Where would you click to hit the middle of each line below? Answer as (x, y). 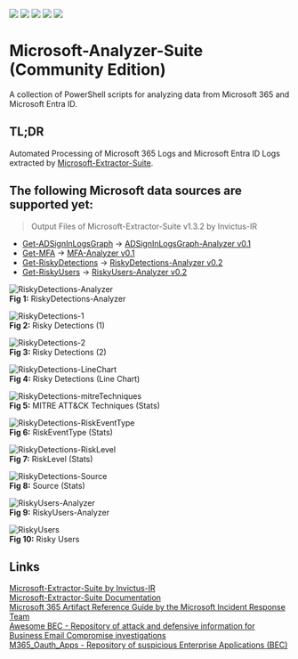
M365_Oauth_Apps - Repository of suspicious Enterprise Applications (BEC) (149, 645)
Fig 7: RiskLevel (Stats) (51, 459)
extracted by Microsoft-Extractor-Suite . (81, 163)
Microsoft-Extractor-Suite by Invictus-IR (82, 589)
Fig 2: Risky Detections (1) (57, 325)
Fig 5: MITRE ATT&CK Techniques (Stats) (85, 405)
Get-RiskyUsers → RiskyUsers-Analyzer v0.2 (105, 272)
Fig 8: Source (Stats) (48, 485)
